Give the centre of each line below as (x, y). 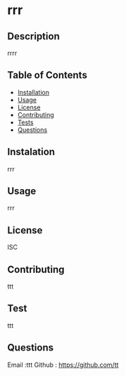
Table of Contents (48, 75)
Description (33, 36)
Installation (33, 92)
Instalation (31, 152)
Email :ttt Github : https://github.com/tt (63, 365)
